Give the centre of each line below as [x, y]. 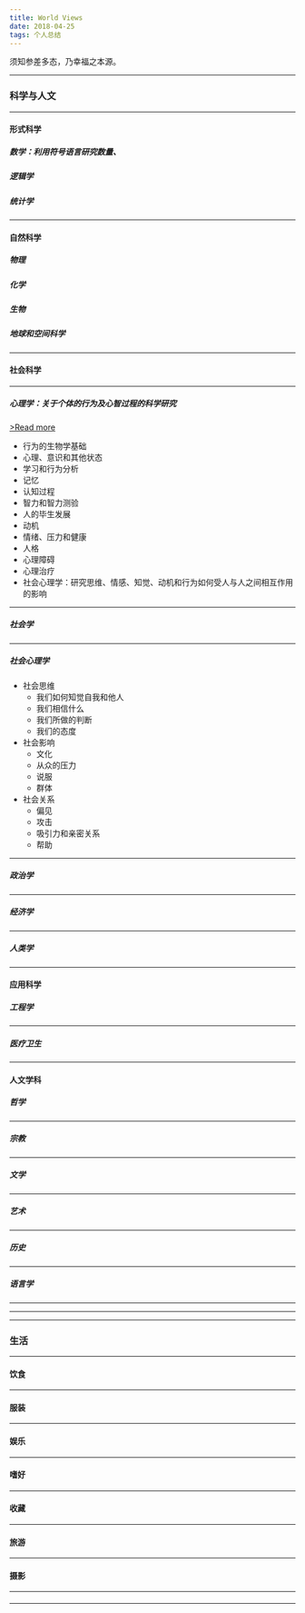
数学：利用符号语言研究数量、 [65, 152]
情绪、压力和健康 [54, 536]
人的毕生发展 [46, 513]
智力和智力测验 [50, 503]
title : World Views [46, 18]
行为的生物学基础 [54, 445]
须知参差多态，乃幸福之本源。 [65, 62]
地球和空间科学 [37, 334]
